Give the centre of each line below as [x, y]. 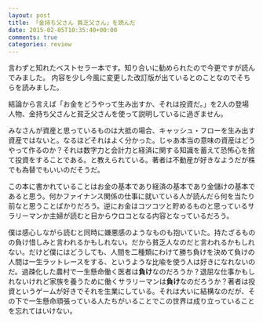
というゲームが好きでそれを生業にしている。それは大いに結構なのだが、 [131, 292]
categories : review [40, 45]
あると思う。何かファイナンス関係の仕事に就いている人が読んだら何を [121, 196]
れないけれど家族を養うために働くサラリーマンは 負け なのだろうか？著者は [128, 281]
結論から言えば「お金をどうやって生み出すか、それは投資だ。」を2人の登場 [129, 104]
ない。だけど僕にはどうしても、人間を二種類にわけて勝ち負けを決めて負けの [131, 252]
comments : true [33, 37]
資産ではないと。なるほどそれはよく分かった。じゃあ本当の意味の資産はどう [132, 140]
